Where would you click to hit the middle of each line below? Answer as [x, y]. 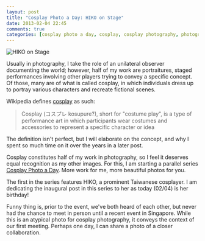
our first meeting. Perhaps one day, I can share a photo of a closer [90, 226]
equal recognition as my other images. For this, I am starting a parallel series [102, 164]
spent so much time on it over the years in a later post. [75, 145]
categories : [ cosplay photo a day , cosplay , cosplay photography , [92, 35]
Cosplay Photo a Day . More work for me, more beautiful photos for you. [96, 170]
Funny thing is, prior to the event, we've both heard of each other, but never [102, 207]
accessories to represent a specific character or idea [88, 127]
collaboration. [23, 232]
